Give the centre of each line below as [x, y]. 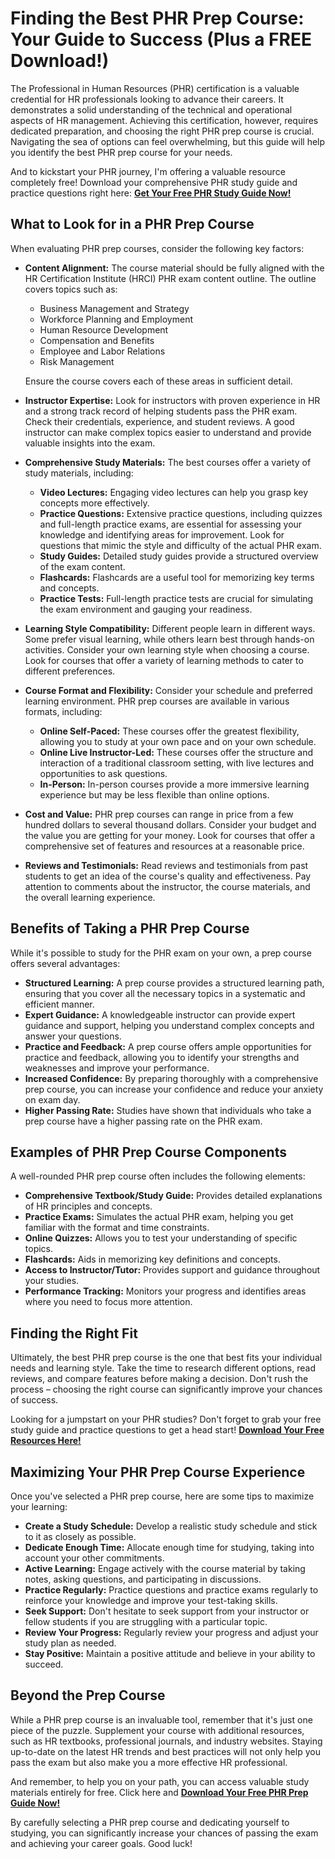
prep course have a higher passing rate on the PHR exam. [143, 1121]
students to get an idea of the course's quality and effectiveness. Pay [168, 876]
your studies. [52, 1281]
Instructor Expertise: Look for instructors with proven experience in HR [172, 400]
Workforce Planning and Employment [116, 319]
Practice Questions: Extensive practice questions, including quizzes [181, 513]
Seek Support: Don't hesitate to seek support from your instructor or [167, 1611]
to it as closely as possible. [80, 1536]
